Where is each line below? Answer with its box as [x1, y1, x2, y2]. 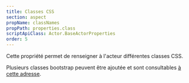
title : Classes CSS [6, 8, 55, 15]
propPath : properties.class [6, 25, 76, 31]
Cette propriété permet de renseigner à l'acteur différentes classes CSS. [6, 53, 184, 59]
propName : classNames [6, 20, 60, 25]
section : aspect [6, 14, 46, 20]
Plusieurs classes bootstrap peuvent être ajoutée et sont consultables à [6, 64, 181, 71]
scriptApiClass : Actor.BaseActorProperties [6, 31, 116, 37]
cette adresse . [6, 71, 42, 77]
